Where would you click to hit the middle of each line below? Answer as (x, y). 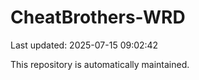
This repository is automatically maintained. (100, 64)
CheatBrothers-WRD (98, 17)
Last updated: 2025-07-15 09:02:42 (84, 45)
